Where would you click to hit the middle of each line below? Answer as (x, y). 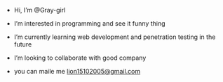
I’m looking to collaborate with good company (80, 58)
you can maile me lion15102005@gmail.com (77, 71)
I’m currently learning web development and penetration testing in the (115, 37)
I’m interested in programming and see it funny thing (90, 23)
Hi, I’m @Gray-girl (40, 10)
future (23, 44)
